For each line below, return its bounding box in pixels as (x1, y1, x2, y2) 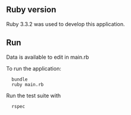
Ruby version (6, 5, 57, 15)
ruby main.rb (11, 81, 44, 88)
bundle (11, 76, 28, 82)
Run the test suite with (6, 92, 61, 99)
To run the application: (6, 65, 61, 72)
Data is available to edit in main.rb (6, 53, 89, 60)
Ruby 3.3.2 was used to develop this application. (6, 20, 125, 27)
